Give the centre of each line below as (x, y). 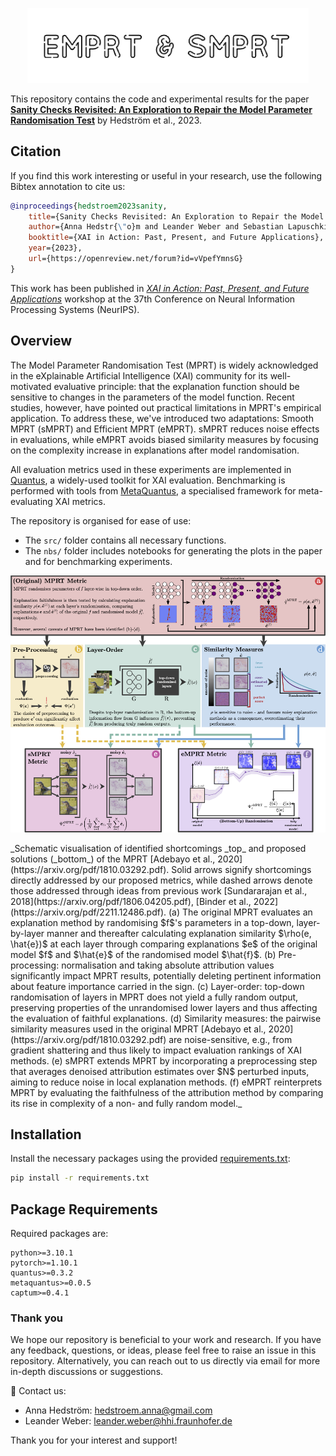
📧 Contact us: (38, 1391)
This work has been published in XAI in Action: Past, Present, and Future (160, 288)
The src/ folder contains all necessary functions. (125, 540)
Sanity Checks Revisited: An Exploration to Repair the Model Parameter (161, 109)
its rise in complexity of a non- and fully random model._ (126, 1103)
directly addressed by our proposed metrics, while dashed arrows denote (161, 880)
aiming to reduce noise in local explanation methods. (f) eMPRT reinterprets (166, 1082)
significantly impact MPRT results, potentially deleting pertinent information (166, 975)
